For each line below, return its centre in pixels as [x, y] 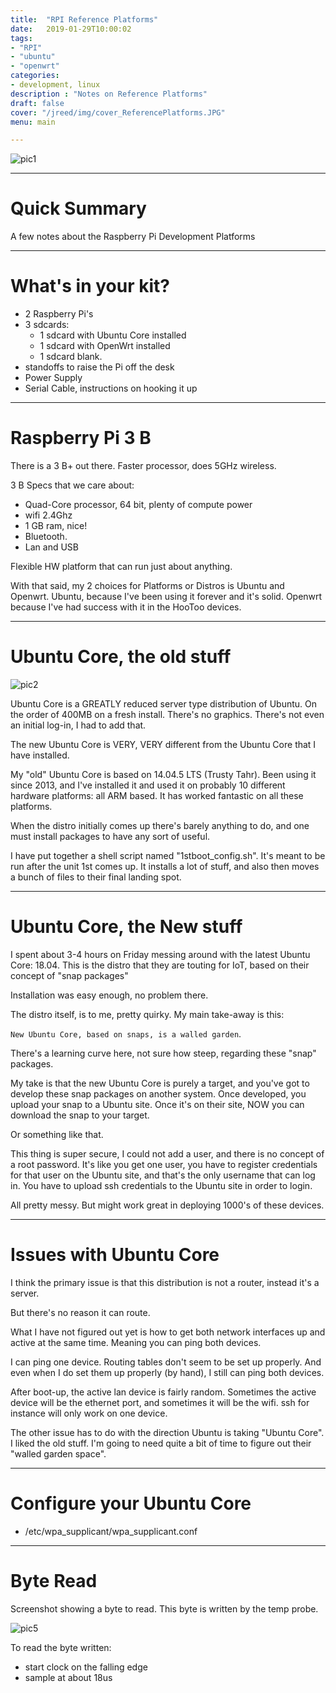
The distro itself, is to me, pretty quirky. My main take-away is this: [147, 1014]
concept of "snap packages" [69, 975]
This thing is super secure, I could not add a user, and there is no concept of [167, 1153]
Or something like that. [57, 1134]
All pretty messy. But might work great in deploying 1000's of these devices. [167, 1205]
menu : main [33, 122]
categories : [35, 76]
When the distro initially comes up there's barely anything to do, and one [160, 825]
